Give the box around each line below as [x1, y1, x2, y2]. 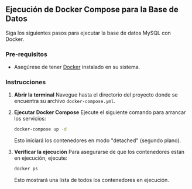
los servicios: [13, 115, 46, 122]
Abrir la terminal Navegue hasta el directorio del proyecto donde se [13, 91, 178, 98]
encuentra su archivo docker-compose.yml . [13, 98, 115, 105]
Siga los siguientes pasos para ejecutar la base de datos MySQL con [5, 29, 171, 36]
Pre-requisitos [5, 50, 47, 58]
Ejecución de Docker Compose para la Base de [5, 5, 179, 15]
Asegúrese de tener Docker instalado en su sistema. [13, 64, 140, 71]
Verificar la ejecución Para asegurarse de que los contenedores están [13, 149, 185, 156]
